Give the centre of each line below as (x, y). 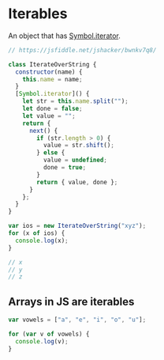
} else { (51, 153)
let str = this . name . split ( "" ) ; (75, 101)
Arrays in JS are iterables (71, 301)
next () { (43, 131)
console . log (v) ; (42, 341)
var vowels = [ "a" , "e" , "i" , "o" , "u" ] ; (77, 320)
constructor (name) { (49, 72)
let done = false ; (52, 109)
